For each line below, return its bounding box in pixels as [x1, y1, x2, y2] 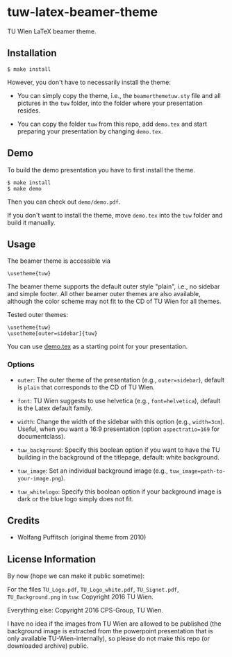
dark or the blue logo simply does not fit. [17, 494, 134, 503]
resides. [17, 106, 40, 115]
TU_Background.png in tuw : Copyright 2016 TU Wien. [7, 592, 154, 601]
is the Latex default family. [17, 404, 93, 412]
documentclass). [17, 432, 66, 440]
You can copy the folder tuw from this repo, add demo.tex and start [17, 120, 207, 128]
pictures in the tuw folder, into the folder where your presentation [17, 99, 203, 107]
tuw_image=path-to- [169, 467, 226, 475]
